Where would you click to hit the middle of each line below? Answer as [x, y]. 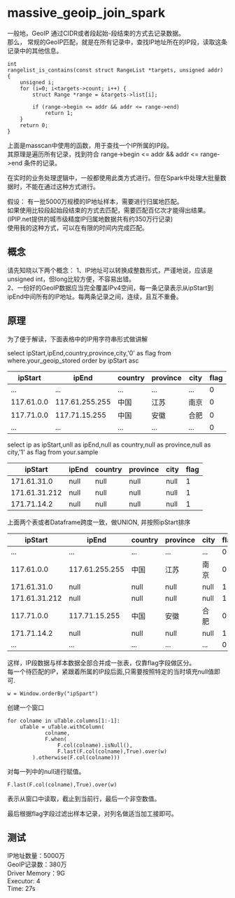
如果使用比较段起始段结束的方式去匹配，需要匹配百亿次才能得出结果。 [108, 210]
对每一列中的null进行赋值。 [46, 771]
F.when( [56, 739]
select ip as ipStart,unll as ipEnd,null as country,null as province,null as [109, 444]
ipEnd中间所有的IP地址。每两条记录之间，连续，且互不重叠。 [95, 297]
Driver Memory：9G [36, 873]
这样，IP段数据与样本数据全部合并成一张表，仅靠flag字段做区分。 [101, 662]
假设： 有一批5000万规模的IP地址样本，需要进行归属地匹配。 [95, 201]
